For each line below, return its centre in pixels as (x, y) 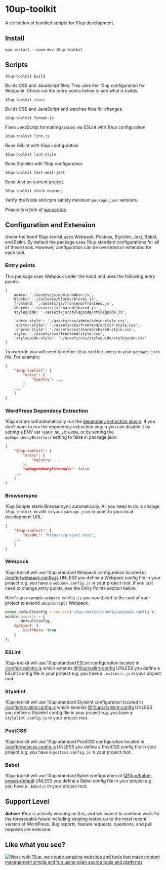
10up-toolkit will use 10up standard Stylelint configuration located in (74, 702)
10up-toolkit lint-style (31, 154)
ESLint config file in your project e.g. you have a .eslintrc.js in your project (83, 673)
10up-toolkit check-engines (34, 191)
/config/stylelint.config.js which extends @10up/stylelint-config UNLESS (79, 707)
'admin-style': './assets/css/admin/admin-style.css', (72, 321)
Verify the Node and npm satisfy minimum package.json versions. (72, 200)
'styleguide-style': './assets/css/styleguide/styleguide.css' (81, 338)
